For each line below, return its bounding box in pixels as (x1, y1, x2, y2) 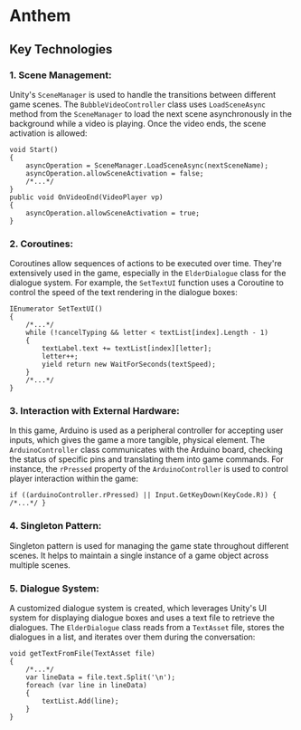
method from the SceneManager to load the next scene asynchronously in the (9, 108, 292, 119)
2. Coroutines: (9, 237, 74, 250)
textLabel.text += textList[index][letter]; (42, 344, 212, 353)
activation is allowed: (9, 128, 88, 139)
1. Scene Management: (9, 69, 112, 82)
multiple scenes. (9, 559, 71, 571)
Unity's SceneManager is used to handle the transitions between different (9, 89, 277, 100)
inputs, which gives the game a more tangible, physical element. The (9, 435, 265, 446)
